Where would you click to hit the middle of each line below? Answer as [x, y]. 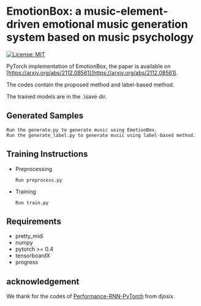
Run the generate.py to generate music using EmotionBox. [82, 130]
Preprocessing [34, 169]
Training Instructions [47, 154]
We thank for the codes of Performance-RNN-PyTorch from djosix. [91, 296]
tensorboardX [33, 256]
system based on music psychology [100, 37]
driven [23, 24]
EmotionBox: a [44, 11]
